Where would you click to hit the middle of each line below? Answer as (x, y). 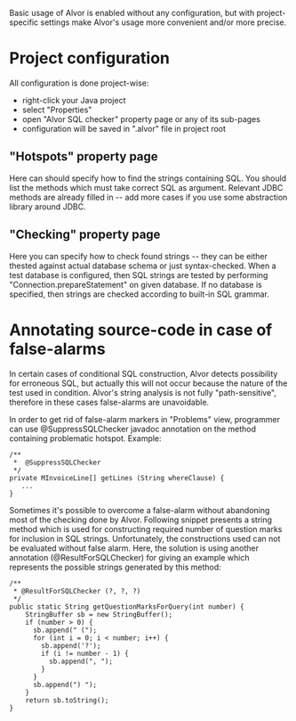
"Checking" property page (85, 235)
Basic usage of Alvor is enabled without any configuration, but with (132, 13)
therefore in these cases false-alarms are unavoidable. (109, 402)
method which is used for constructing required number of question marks (146, 528)
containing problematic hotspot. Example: (85, 438)
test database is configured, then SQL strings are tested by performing (139, 274)
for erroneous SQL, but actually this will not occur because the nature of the (148, 383)
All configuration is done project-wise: (79, 83)
